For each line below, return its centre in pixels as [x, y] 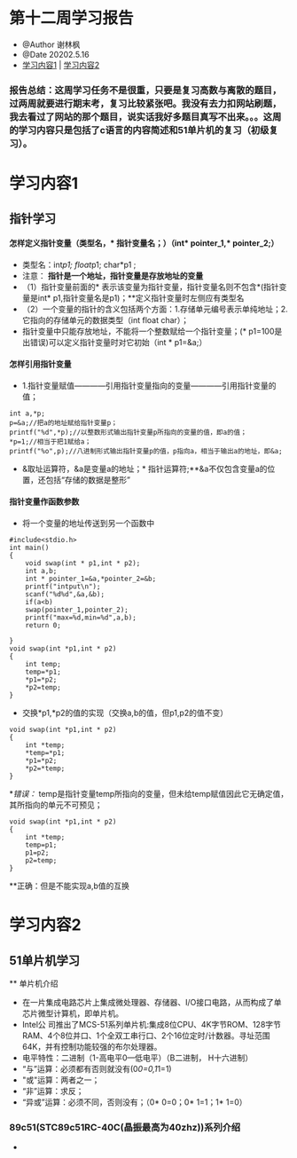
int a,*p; [27, 414]
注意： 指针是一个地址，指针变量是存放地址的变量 [113, 275]
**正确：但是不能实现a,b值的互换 [70, 886]
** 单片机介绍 [34, 984]
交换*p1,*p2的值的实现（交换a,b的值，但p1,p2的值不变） [125, 713]
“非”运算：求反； [53, 1091]
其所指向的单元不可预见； [56, 805]
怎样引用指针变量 [40, 364]
